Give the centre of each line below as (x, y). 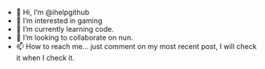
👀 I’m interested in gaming (59, 21)
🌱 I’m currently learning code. (65, 29)
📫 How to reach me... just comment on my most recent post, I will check (136, 46)
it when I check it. (45, 58)
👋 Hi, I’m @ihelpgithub (53, 12)
